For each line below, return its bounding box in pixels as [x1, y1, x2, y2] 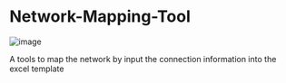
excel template [9, 63, 64, 74]
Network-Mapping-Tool [9, 6, 191, 27]
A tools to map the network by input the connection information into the [9, 53, 277, 64]
